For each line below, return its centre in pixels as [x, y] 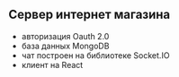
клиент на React [52, 64]
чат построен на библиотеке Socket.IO [95, 55]
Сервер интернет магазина [89, 15]
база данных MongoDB [65, 46]
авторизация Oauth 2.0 [65, 36]
